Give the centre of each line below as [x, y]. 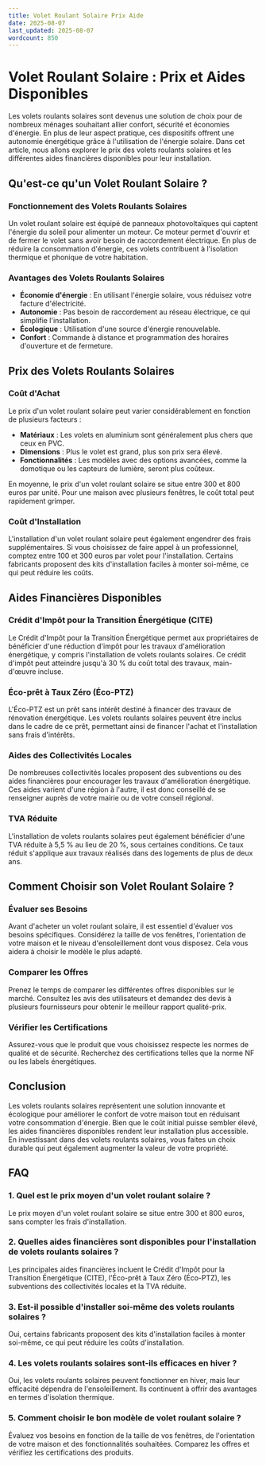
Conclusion [37, 1087]
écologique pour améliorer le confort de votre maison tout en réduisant [124, 1114]
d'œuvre [22, 671]
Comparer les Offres [48, 972]
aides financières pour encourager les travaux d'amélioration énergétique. [130, 781]
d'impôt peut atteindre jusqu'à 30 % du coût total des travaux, [110, 663]
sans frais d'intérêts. [42, 735]
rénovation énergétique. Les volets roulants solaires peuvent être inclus [125, 718]
